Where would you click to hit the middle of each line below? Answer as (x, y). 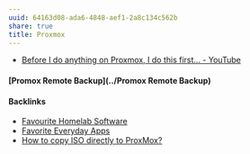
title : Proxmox (37, 34)
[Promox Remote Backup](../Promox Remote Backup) (110, 80)
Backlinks (27, 101)
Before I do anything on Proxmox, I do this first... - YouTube (131, 60)
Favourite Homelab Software (74, 122)
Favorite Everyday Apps (66, 131)
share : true (31, 26)
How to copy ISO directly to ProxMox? (92, 140)
